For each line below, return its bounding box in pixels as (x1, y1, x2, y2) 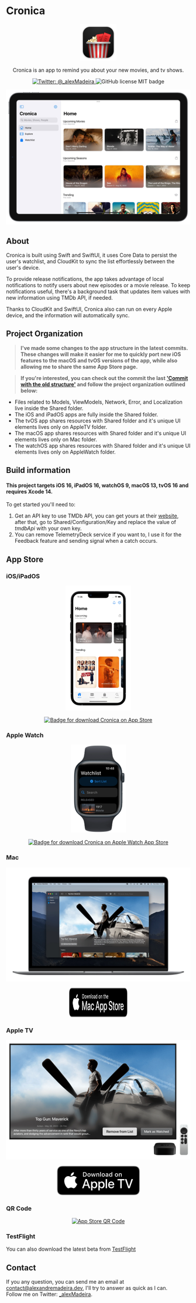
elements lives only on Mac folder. (14, 436, 98, 443)
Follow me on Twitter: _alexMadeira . (6, 1291, 92, 1298)
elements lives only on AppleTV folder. (14, 423, 107, 430)
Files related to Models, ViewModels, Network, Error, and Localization (14, 398, 183, 405)
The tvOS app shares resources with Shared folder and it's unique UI (14, 417, 181, 424)
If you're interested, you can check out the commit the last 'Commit (20, 374, 188, 381)
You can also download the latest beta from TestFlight (6, 1245, 136, 1252)
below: (20, 387, 38, 394)
